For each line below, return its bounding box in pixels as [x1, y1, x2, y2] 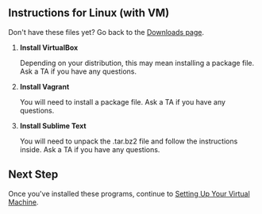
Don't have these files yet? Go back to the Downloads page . [8, 27, 205, 36]
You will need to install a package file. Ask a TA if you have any [19, 97, 226, 106]
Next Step [8, 168, 59, 182]
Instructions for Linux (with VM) [8, 6, 170, 20]
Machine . [8, 197, 39, 207]
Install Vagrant [19, 82, 70, 91]
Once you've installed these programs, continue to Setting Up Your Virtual [8, 189, 250, 198]
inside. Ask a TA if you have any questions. [19, 144, 160, 154]
